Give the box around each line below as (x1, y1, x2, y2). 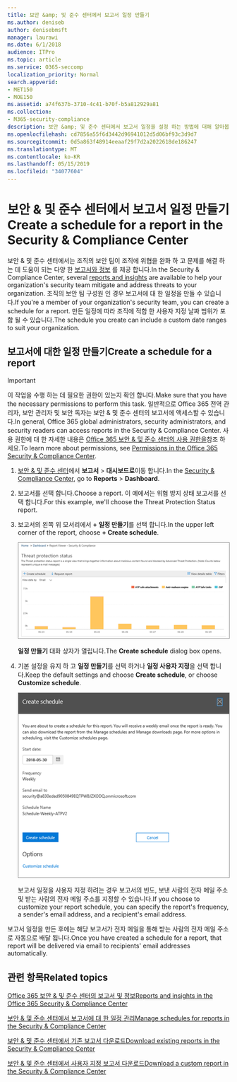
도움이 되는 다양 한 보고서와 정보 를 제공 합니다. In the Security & (22, 265, 200, 274)
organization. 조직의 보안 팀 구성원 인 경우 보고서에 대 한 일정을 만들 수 (7, 289, 203, 297)
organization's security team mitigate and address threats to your (7, 280, 197, 289)
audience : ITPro (7, 49, 55, 56)
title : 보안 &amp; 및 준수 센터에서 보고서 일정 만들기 (7, 11, 150, 18)
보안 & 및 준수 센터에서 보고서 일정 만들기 (7, 202, 230, 218)
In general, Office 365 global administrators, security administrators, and (14, 417, 226, 426)
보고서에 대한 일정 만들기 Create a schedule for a (7, 346, 212, 358)
